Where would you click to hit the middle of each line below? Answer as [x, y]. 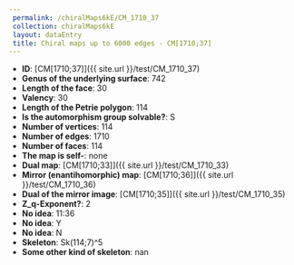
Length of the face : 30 [64, 88]
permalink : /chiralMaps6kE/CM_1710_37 [86, 18]
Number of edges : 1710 [65, 136]
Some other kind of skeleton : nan [85, 252]
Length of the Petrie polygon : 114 [85, 108]
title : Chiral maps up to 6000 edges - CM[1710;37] [112, 43]
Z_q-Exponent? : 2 [56, 204]
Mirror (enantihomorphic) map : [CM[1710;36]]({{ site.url [127, 175]
